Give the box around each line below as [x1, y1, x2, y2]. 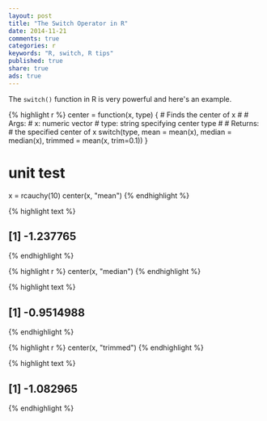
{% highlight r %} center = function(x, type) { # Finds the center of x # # [8, 110, 249, 120]
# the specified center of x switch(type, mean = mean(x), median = [8, 127, 232, 137]
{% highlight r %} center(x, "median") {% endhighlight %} [8, 267, 201, 276]
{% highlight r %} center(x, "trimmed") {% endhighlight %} [8, 343, 205, 352]
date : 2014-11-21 [8, 27, 67, 35]
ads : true [8, 72, 42, 80]
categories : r [8, 42, 57, 50]
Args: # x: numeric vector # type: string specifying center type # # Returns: [8, 118, 260, 128]
